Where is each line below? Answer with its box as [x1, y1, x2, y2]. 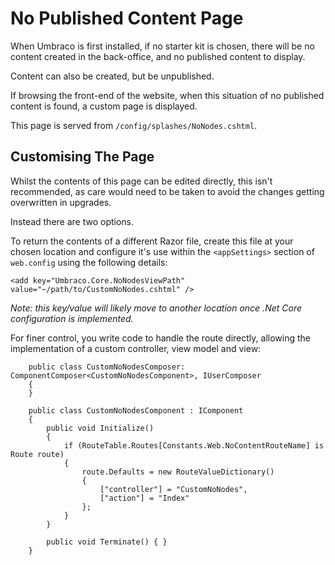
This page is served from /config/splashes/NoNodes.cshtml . [10, 119, 258, 131]
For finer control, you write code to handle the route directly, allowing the [10, 332, 311, 344]
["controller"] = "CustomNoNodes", [99, 484, 248, 494]
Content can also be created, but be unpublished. [10, 70, 215, 82]
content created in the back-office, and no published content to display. [10, 50, 306, 62]
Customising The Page [10, 148, 155, 166]
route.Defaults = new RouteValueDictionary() [81, 467, 275, 477]
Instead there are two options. [10, 215, 135, 227]
